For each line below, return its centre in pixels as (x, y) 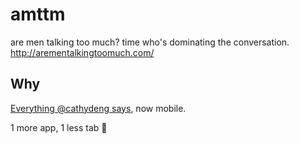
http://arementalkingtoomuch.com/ (82, 52)
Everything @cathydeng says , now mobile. (98, 108)
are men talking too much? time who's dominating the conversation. (150, 42)
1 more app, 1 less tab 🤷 (59, 127)
